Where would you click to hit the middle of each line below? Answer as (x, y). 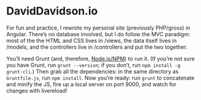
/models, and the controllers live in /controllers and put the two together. (97, 47)
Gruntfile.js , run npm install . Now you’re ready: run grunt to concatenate (101, 78)
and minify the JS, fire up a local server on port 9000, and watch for (91, 84)
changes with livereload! (37, 90)
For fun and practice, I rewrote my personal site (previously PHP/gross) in (98, 28)
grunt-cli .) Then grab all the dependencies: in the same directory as (93, 71)
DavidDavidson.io (52, 11)
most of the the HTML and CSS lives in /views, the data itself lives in (92, 40)
